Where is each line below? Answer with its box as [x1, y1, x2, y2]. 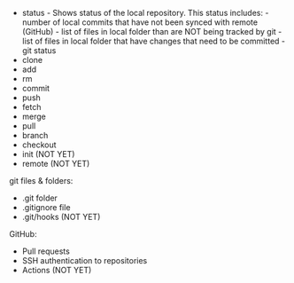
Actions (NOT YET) [21, 265, 92, 275]
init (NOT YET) [21, 149, 75, 159]
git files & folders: [9, 176, 73, 185]
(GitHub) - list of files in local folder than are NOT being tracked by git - [21, 27, 282, 36]
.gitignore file [21, 202, 71, 212]
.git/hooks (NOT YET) [21, 212, 101, 222]
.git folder [21, 193, 58, 203]
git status [21, 45, 57, 56]
